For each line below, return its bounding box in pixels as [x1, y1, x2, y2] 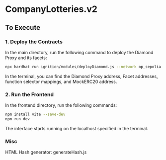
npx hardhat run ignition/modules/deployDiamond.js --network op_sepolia [5, 64, 162, 69]
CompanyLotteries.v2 [5, 3, 98, 15]
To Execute [5, 23, 41, 32]
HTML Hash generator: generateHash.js [5, 149, 87, 155]
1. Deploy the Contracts [5, 38, 63, 45]
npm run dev [5, 116, 30, 121]
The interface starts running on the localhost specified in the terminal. [5, 125, 148, 131]
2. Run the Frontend [5, 91, 54, 98]
